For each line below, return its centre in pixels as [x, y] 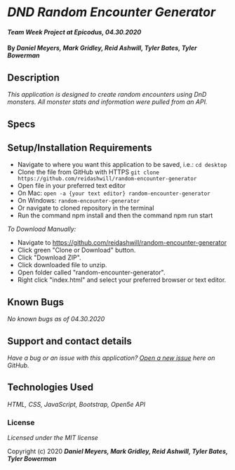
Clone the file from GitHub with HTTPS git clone [88, 172]
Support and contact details [69, 341]
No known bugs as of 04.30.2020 [56, 319]
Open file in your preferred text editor [72, 186]
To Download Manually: [42, 229]
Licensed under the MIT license [53, 438]
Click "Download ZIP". [49, 257]
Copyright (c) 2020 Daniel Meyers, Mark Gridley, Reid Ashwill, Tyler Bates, [117, 451]
